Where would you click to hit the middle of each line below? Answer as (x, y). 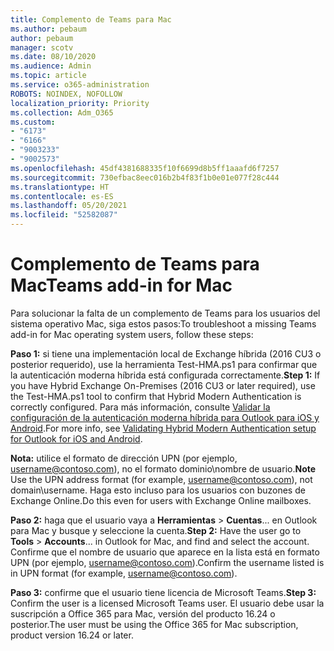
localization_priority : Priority (80, 103)
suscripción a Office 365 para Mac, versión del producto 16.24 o (143, 613)
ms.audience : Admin (51, 66)
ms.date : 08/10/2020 (53, 57)
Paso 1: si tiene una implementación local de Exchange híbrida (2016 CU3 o (166, 353)
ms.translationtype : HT (60, 187)
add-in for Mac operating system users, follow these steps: (132, 334)
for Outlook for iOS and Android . (76, 438)
